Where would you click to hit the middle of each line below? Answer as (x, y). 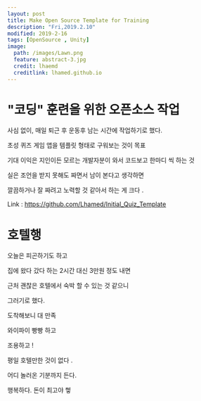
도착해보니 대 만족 (32, 316)
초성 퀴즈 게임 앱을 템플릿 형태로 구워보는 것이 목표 (77, 146)
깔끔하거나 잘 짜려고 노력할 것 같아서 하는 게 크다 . (76, 190)
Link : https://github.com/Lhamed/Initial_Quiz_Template (87, 204)
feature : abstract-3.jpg (50, 60)
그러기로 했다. (26, 300)
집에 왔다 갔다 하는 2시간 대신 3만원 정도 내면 (69, 271)
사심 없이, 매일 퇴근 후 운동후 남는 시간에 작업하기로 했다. (85, 130)
